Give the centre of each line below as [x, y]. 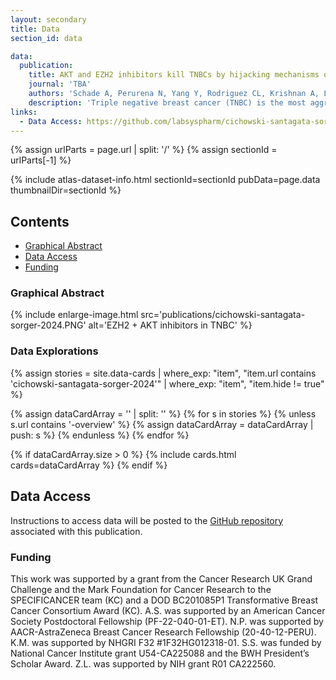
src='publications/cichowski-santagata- [223, 315]
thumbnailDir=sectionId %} [66, 190]
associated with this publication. [76, 531]
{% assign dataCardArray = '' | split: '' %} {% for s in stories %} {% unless [163, 413]
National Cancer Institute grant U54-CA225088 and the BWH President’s [160, 653]
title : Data [35, 29]
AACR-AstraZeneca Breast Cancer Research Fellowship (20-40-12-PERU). [163, 632]
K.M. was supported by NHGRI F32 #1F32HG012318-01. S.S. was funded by [166, 642]
